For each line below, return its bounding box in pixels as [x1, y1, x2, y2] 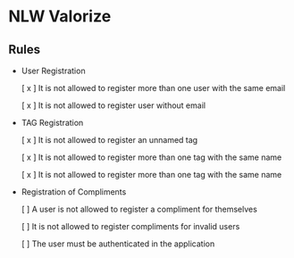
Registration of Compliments [21, 187, 127, 197]
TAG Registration [21, 118, 84, 128]
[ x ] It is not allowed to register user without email [21, 100, 206, 111]
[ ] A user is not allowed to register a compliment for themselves [21, 204, 258, 214]
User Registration [21, 65, 86, 76]
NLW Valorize [8, 6, 112, 27]
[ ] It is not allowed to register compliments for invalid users [21, 221, 240, 231]
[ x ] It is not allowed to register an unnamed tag [21, 135, 198, 145]
